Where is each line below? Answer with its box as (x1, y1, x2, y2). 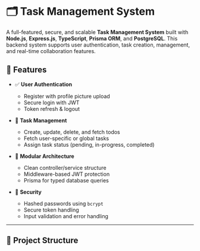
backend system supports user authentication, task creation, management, (6, 41, 190, 48)
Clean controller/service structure (23, 164, 107, 171)
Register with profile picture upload (23, 92, 110, 100)
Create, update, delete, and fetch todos (23, 128, 120, 135)
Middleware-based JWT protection (23, 171, 110, 178)
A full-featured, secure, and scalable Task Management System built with (6, 28, 189, 36)
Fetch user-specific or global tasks (23, 135, 109, 142)
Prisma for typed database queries (23, 176, 109, 184)
